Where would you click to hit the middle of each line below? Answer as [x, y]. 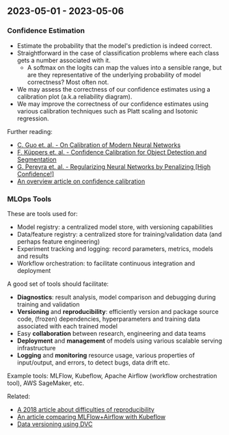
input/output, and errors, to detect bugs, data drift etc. [93, 362]
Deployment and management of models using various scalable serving [119, 341]
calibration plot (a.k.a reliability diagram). [75, 96]
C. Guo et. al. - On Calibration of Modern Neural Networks [99, 145]
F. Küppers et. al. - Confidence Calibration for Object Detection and [112, 152]
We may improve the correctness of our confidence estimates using [112, 104]
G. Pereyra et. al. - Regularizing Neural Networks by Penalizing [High [113, 166]
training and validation [48, 304]
